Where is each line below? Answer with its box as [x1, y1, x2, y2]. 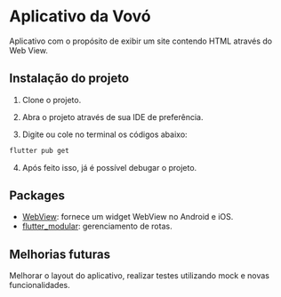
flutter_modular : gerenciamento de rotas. [21, 221, 173, 232]
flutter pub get [9, 146, 69, 155]
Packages [9, 189, 65, 204]
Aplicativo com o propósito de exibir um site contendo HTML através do [9, 36, 273, 46]
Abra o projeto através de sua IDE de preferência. [21, 111, 204, 122]
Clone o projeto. [21, 94, 82, 105]
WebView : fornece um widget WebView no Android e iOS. [21, 212, 234, 222]
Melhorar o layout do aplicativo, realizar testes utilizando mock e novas [9, 270, 269, 281]
